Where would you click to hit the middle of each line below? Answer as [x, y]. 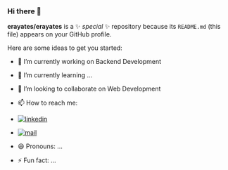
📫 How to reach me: [47, 103]
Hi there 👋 [25, 11]
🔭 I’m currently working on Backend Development [89, 62]
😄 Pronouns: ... [40, 146]
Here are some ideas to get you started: [65, 48]
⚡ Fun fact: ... [37, 160]
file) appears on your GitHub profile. [59, 34]
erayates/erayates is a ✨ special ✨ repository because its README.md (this [114, 27]
